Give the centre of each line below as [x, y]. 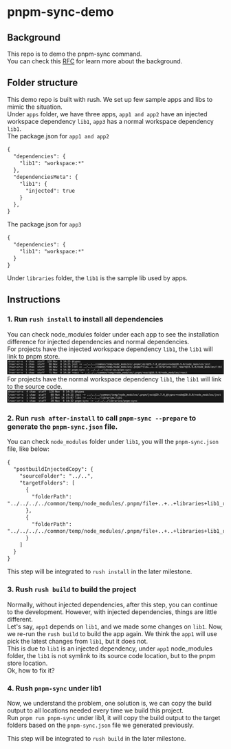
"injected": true [50, 191]
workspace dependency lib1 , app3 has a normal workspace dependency [111, 121]
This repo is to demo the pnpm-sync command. [75, 54]
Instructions [34, 300]
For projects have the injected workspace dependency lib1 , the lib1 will [110, 349]
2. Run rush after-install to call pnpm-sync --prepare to [102, 418]
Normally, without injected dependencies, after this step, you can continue [112, 604]
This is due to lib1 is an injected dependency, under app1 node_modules [110, 648]
